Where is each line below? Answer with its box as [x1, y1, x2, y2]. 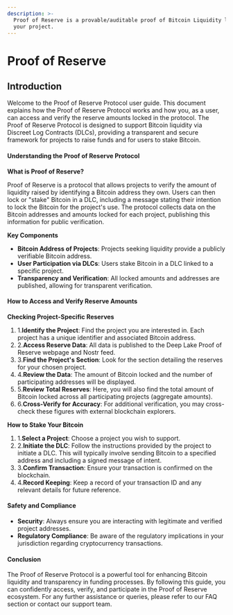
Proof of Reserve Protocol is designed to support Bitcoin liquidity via [7, 121, 202, 129]
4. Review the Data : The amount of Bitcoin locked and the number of [17, 370, 213, 378]
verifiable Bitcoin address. [17, 251, 92, 260]
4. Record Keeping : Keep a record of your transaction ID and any [17, 478, 202, 487]
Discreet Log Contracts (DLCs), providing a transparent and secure [7, 128, 199, 137]
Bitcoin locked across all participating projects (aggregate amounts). [17, 392, 213, 401]
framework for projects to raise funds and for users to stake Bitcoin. [7, 136, 201, 144]
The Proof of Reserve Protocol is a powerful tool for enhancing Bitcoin [7, 571, 208, 579]
